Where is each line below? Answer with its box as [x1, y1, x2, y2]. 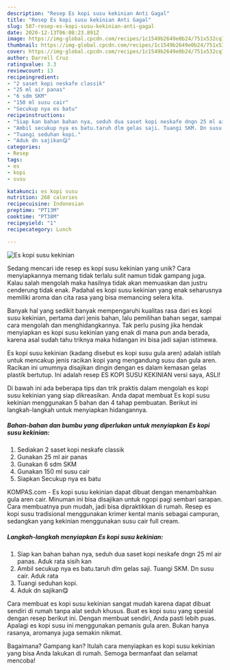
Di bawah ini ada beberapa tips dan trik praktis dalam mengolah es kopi [7, 384, 209, 392]
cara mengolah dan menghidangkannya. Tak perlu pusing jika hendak [7, 321, 203, 329]
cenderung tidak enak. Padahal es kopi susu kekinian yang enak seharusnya [7, 285, 222, 294]
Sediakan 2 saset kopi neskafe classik [16, 446, 125, 454]
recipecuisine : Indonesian [7, 201, 84, 207]
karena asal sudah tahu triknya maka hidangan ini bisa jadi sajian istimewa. [7, 335, 218, 344]
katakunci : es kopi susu [7, 188, 78, 195]
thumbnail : [7, 42, 38, 49]
